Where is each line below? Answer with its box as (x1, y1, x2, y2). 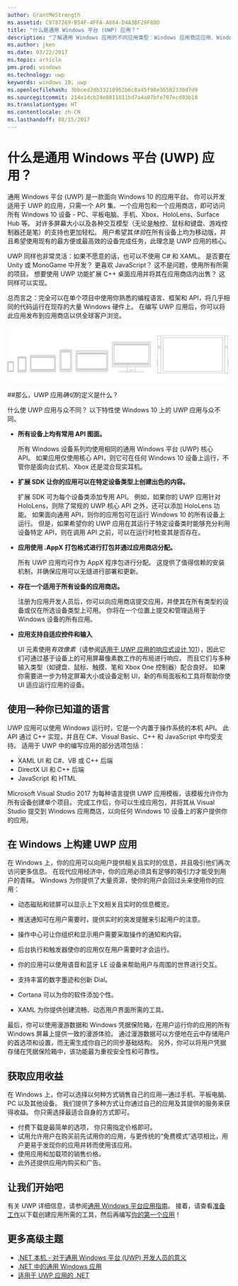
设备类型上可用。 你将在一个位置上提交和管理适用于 (55, 606, 206, 614)
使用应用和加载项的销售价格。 (17, 1150, 105, 1158)
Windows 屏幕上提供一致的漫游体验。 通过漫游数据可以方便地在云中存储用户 (7, 1029, 230, 1038)
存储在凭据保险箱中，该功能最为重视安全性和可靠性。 (7, 1047, 163, 1056)
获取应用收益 (7, 1070, 64, 1082)
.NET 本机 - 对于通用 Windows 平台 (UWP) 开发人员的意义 (17, 1253, 187, 1262)
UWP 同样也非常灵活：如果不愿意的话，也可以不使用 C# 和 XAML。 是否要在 (7, 252, 231, 260)
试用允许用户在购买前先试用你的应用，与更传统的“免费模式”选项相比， (17, 1132, 222, 1141)
